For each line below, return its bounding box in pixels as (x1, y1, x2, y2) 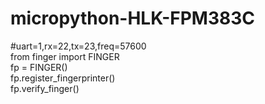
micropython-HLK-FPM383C (10, 7, 256, 30)
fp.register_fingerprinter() (10, 72, 116, 84)
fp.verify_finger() (10, 82, 80, 94)
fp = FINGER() (10, 61, 68, 73)
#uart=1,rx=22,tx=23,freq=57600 (10, 40, 147, 52)
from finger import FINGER (10, 50, 120, 62)
